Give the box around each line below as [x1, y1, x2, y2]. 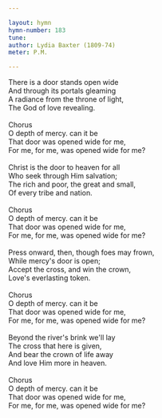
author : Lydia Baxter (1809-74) [8, 41, 116, 49]
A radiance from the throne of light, [8, 94, 124, 104]
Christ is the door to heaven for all [8, 163, 121, 172]
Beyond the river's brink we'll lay [8, 333, 116, 343]
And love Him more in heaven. [8, 358, 108, 368]
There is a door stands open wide [8, 78, 119, 87]
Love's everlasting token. [8, 273, 91, 283]
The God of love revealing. [8, 103, 96, 113]
